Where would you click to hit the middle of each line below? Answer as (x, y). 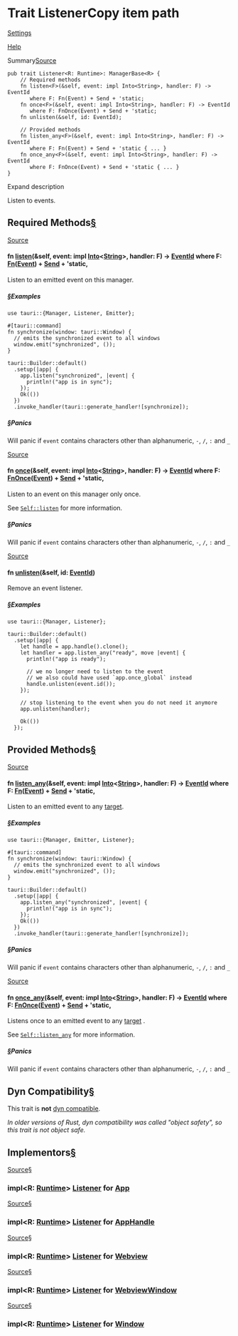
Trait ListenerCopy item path (93, 13)
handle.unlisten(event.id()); (71, 684)
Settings (20, 33)
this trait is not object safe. (47, 1130)
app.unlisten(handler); (55, 709)
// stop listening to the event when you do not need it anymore (119, 703)
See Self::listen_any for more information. (71, 1034)
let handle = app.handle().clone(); (75, 647)
